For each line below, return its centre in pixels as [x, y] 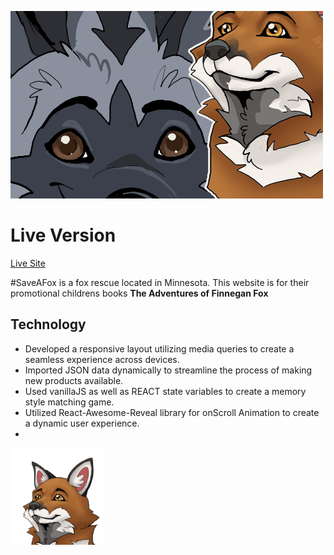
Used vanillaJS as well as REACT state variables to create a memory [165, 391]
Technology [48, 324]
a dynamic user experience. [82, 423]
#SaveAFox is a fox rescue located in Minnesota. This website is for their [160, 282]
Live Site [28, 263]
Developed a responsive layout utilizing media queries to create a [159, 348]
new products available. [74, 380]
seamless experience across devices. [102, 359]
